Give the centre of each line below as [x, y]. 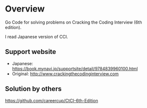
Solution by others [33, 89]
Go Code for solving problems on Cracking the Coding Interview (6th [73, 22]
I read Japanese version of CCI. [37, 37]
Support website [31, 52]
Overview [25, 9]
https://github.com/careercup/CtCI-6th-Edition [51, 100]
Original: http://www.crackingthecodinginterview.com [65, 74]
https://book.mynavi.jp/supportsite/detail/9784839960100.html [75, 68]
